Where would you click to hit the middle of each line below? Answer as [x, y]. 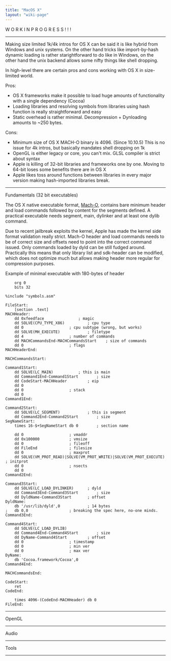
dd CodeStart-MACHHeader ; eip [57, 381]
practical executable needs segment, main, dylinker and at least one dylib [82, 215]
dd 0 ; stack [50, 390]
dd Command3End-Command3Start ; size [62, 493]
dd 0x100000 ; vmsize [51, 439]
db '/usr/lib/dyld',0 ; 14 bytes [62, 506]
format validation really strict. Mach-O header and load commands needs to [85, 236]
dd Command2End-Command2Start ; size [62, 417]
